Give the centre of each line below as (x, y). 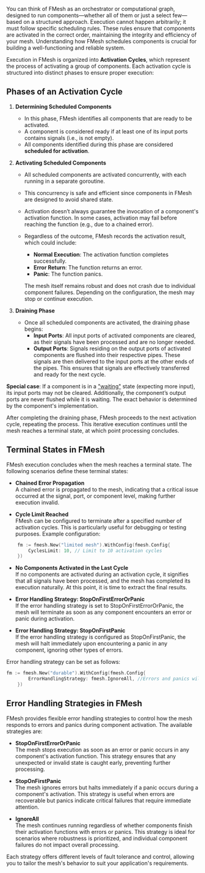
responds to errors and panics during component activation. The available (99, 724)
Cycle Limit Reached (42, 514)
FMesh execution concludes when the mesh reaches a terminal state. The (99, 465)
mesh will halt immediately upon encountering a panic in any (91, 644)
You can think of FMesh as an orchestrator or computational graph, (91, 9)
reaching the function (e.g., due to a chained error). (89, 224)
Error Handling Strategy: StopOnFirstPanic (70, 631)
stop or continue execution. (59, 298)
